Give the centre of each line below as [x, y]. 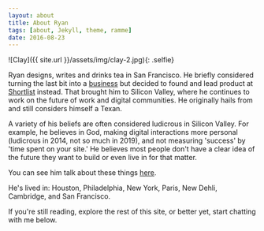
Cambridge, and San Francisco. [59, 196]
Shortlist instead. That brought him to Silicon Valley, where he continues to [129, 92]
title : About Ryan [38, 23]
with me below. [33, 220]
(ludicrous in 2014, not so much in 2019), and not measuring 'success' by [127, 141]
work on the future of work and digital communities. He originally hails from [131, 100]
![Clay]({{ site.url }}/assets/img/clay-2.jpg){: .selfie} [91, 60]
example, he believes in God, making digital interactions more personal [123, 132]
